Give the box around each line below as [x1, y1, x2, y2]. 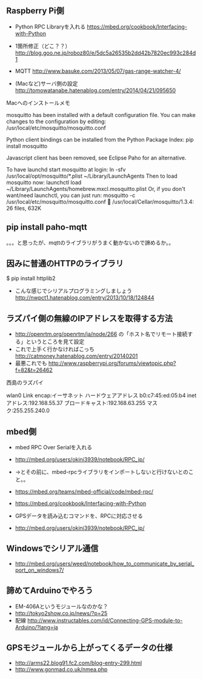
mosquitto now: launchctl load [6, 178, 82, 186]
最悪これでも [15, 360, 47, 367]
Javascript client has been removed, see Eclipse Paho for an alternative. [6, 154, 187, 161]
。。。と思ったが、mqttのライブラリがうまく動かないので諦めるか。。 [6, 239, 175, 246]
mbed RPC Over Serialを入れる [15, 444, 93, 451]
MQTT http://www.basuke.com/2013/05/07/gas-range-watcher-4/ [15, 67, 181, 75]
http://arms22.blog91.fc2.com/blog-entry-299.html [15, 659, 142, 666]
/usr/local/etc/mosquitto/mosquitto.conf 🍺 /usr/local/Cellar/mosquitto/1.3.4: [6, 198, 195, 205]
